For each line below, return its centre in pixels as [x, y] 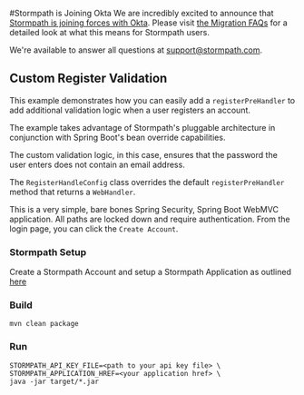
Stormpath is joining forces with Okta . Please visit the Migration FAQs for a [148, 23]
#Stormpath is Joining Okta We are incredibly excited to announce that [142, 13]
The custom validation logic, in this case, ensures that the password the [144, 154]
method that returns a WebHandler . [73, 192]
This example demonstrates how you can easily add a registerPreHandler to [152, 100]
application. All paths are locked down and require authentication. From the [150, 219]
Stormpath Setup [48, 252]
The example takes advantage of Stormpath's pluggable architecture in [142, 127]
